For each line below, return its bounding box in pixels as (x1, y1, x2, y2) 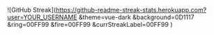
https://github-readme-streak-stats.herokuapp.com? (55, 6, 207, 14)
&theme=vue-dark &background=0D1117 (79, 13, 194, 21)
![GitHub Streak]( (7, 6, 56, 14)
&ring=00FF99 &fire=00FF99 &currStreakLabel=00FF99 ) (7, 21, 173, 28)
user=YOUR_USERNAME (7, 13, 78, 21)
